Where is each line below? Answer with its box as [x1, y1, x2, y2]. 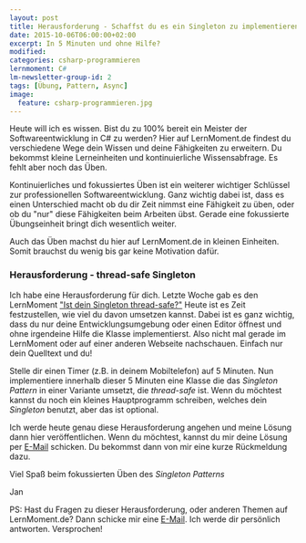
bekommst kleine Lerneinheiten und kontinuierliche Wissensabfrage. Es [9, 152, 279, 163]
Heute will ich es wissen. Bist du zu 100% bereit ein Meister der [9, 123, 248, 134]
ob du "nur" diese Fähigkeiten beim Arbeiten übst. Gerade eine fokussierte [9, 209, 290, 220]
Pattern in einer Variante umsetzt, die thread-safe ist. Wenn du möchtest [9, 384, 282, 395]
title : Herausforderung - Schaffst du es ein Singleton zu [9, 22, 239, 31]
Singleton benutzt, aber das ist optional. [9, 403, 159, 415]
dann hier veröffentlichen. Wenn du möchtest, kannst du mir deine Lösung [9, 431, 288, 443]
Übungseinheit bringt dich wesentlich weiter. [9, 218, 178, 229]
